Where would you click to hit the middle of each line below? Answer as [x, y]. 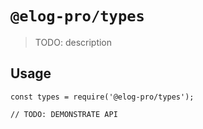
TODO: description [73, 42]
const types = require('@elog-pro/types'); [102, 97]
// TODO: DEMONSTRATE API [64, 114]
